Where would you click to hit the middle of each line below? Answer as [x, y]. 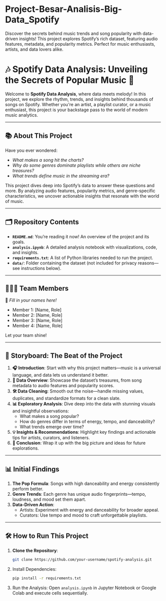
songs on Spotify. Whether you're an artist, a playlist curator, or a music [78, 104]
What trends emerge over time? [52, 427]
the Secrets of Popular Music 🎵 [70, 80]
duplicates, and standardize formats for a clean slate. [66, 399]
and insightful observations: [41, 411]
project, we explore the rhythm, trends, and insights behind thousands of [79, 99]
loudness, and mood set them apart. [49, 499]
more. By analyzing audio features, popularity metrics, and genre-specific [80, 191]
